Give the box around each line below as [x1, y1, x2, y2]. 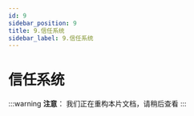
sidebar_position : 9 [8, 19, 78, 27]
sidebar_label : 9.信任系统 [8, 34, 94, 42]
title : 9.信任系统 [8, 26, 66, 34]
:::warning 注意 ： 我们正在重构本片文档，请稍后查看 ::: [8, 99, 187, 109]
